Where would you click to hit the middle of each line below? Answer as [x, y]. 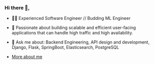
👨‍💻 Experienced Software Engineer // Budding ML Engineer [71, 18]
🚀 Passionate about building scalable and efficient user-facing [74, 28]
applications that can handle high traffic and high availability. [72, 33]
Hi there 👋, [17, 8]
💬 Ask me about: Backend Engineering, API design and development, [80, 42]
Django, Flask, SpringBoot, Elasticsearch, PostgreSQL [65, 48]
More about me [27, 57]
